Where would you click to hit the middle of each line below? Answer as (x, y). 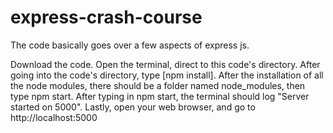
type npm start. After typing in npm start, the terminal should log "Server (160, 96)
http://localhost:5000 (54, 117)
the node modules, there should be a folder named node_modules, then (158, 85)
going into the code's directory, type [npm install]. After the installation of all (167, 75)
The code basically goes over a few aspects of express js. (130, 45)
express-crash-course (106, 17)
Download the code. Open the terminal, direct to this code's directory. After (165, 64)
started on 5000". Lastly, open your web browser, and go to (133, 107)
